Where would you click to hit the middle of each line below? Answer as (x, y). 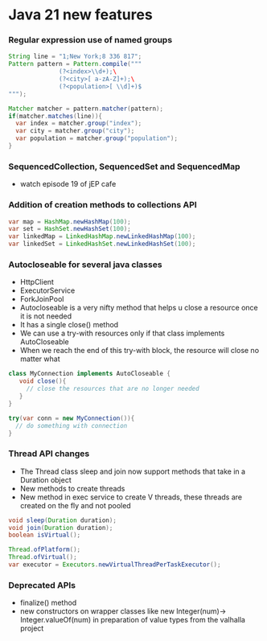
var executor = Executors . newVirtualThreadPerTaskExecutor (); (115, 565)
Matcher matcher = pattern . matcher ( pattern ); (86, 109)
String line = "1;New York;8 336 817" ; (75, 57)
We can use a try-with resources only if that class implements (122, 333)
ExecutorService (47, 290)
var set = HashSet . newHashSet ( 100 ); (70, 229)
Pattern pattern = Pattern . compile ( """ (75, 64)
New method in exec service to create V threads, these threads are (131, 497)
